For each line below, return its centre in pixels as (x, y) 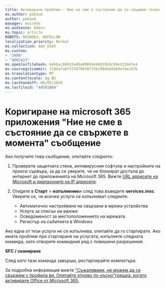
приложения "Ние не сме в (64, 122)
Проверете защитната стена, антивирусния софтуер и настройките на (86, 166)
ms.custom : (16, 51)
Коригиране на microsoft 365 (68, 112)
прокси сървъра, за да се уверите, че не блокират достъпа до (78, 171)
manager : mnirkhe (23, 23)
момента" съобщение (53, 143)
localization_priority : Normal (37, 42)
